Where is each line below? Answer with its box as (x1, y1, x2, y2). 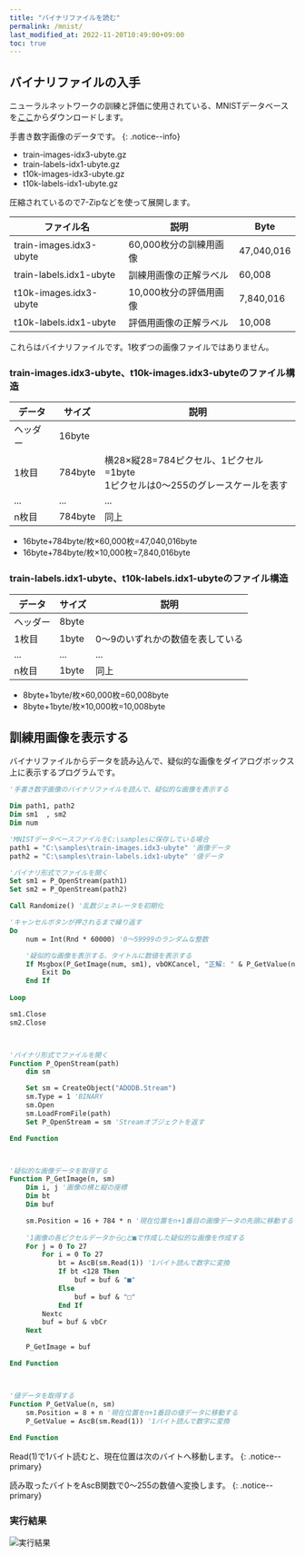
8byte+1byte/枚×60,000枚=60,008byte (22, 689, 170, 700)
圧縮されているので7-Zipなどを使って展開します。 (9, 197, 195, 208)
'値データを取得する (9, 1391, 75, 1400)
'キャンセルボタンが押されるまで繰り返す (9, 918, 143, 927)
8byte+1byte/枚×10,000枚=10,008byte (22, 700, 166, 711)
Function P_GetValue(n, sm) (9, 1400, 116, 1409)
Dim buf (25, 1200, 54, 1209)
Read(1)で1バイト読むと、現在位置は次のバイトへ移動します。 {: (9, 1451, 247, 1462)
